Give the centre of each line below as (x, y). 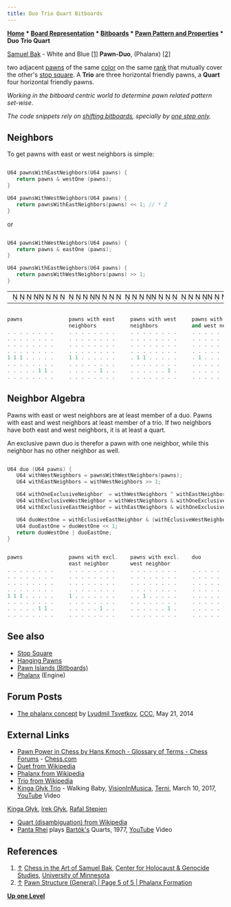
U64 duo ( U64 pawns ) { (40, 469)
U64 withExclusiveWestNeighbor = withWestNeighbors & (95, 501)
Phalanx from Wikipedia (51, 774)
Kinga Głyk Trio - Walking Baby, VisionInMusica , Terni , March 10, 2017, (117, 788)
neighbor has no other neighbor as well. (64, 450)
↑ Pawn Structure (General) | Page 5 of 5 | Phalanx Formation (104, 883)
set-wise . (20, 102)
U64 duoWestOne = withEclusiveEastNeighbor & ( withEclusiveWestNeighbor (122, 519)
